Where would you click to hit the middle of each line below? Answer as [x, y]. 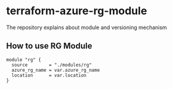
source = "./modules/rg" [52, 65]
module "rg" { [24, 60]
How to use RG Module [49, 46]
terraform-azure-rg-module [77, 11]
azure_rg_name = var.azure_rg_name [56, 70]
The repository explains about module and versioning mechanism [86, 27]
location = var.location [49, 75]
